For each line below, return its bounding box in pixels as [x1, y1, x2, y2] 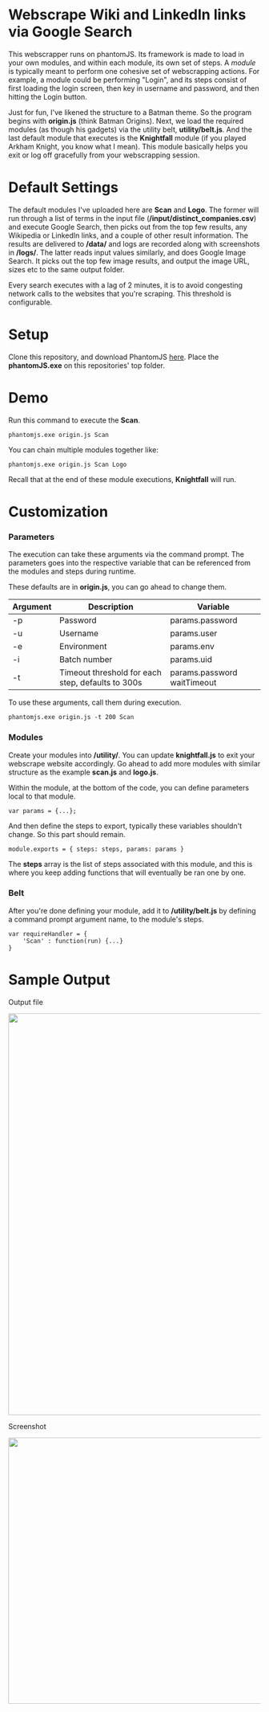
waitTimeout [170, 677, 217, 688]
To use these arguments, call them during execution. [8, 697, 182, 708]
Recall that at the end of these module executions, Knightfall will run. [8, 474, 237, 484]
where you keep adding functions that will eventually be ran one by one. [8, 868, 247, 877]
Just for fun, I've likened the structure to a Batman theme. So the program [8, 107, 252, 117]
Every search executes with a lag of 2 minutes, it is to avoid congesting [8, 280, 243, 290]
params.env [170, 641, 215, 652]
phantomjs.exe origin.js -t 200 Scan [8, 713, 134, 721]
